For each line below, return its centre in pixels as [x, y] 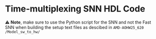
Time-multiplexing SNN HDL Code [75, 9]
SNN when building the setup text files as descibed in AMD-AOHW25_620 [75, 27]
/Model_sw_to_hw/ [23, 32]
